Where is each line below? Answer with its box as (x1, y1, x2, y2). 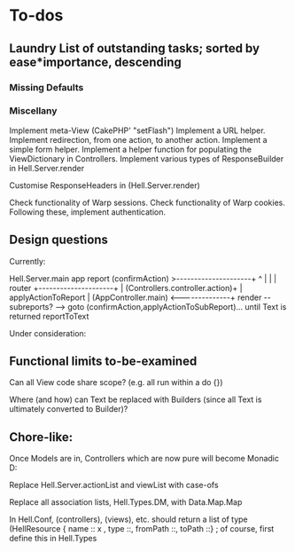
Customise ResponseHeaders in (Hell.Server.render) (9, 179, 201, 191)
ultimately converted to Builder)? (9, 404, 128, 414)
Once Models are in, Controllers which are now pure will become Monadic (9, 453, 279, 464)
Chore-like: (9, 430, 74, 445)
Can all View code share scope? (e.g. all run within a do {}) (9, 377, 223, 388)
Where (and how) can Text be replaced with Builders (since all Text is (9, 394, 262, 405)
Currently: (9, 256, 46, 266)
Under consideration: (9, 327, 87, 338)
